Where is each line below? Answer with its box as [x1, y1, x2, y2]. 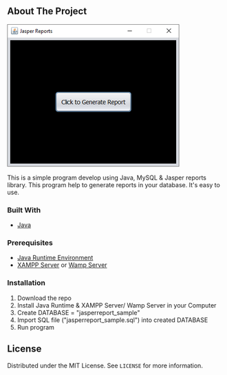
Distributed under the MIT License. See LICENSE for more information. [7, 361, 203, 369]
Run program [17, 323, 55, 331]
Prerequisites [7, 238, 53, 248]
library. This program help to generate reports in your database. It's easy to [7, 180, 220, 189]
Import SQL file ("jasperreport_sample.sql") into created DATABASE [17, 316, 208, 324]
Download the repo [17, 294, 72, 302]
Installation [7, 278, 46, 288]
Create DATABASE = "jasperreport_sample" [17, 308, 140, 317]
